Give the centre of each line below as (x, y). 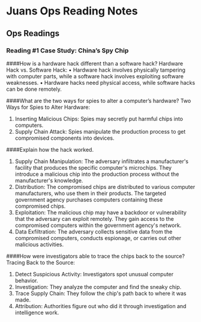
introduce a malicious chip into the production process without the (97, 174)
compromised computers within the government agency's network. (98, 225)
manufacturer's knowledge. (49, 180)
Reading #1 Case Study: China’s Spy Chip (67, 51)
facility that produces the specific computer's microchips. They (93, 167)
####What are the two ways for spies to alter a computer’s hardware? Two (99, 101)
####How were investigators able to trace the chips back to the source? (95, 256)
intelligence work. (37, 312)
